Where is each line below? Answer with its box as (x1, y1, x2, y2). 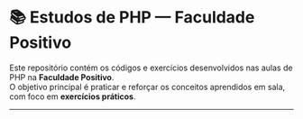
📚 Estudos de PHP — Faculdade (9, 7, 255, 28)
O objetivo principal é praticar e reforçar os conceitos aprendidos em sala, (9, 81, 286, 92)
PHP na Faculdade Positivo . (9, 71, 115, 82)
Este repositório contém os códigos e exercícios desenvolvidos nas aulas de (9, 62, 293, 73)
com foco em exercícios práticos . (9, 91, 136, 102)
